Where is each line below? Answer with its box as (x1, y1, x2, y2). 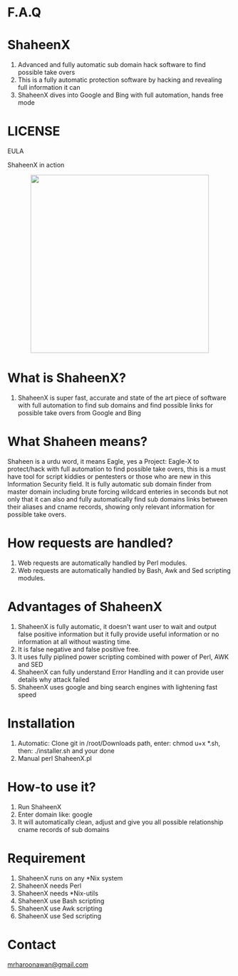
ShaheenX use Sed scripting (17, 911, 102, 920)
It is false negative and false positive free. (17, 645, 140, 653)
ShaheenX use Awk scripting (17, 904, 103, 913)
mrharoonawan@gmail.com (7, 960, 89, 969)
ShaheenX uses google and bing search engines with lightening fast (17, 682, 218, 691)
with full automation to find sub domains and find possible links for (17, 401, 214, 410)
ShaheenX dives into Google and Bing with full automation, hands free (17, 90, 224, 100)
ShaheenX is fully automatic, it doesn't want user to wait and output (17, 622, 217, 630)
